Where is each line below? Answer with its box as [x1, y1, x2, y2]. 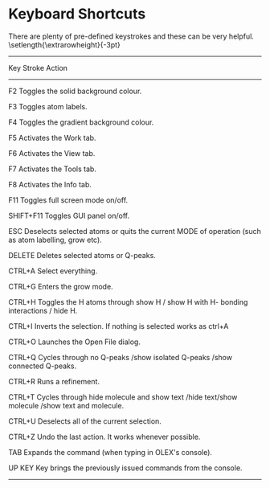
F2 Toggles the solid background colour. [8, 86, 142, 96]
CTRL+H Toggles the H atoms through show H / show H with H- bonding [8, 297, 248, 306]
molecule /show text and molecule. [8, 400, 125, 410]
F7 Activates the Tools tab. [8, 164, 96, 174]
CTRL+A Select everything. [8, 266, 98, 276]
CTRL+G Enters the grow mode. [8, 281, 114, 291]
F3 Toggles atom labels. [8, 101, 88, 111]
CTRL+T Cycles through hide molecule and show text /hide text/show [8, 392, 238, 402]
